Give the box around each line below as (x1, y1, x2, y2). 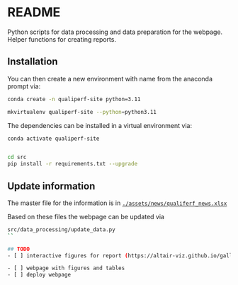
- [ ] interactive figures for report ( (7, 252, 129, 259)
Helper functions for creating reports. (7, 35, 117, 43)
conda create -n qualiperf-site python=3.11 (7, 95, 141, 103)
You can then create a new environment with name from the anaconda (7, 74, 212, 83)
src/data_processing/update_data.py (7, 226, 115, 233)
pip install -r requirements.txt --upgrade (7, 161, 138, 168)
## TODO (7, 245, 30, 252)
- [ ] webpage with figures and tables (7, 264, 125, 272)
